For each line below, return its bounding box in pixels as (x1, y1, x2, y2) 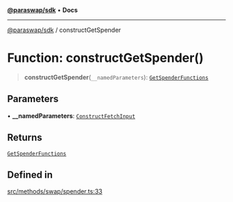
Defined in (7, 169, 53, 180)
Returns (7, 132, 43, 144)
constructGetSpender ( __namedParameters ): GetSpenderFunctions (24, 73, 209, 81)
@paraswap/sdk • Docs (7, 6, 78, 14)
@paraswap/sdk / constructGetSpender (7, 26, 121, 34)
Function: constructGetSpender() (7, 50, 204, 66)
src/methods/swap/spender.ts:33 (7, 187, 103, 196)
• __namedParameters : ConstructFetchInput (7, 111, 136, 120)
